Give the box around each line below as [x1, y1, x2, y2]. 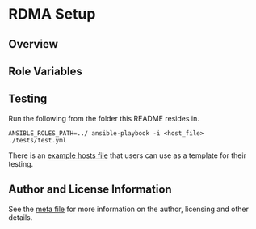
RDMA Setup [8, 5, 96, 23]
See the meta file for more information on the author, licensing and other [8, 204, 249, 214]
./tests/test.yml [8, 136, 67, 144]
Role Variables [8, 64, 82, 78]
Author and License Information [8, 183, 172, 197]
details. [8, 212, 33, 223]
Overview [8, 37, 59, 51]
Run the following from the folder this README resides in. [8, 113, 199, 123]
